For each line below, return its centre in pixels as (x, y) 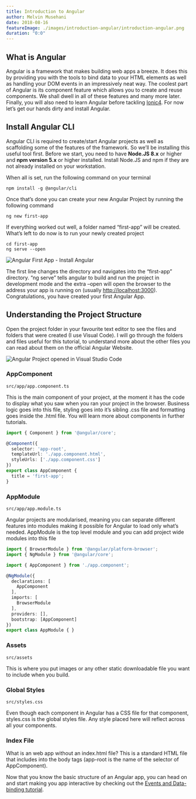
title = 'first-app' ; (38, 476)
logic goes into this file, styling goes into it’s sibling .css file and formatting (96, 409)
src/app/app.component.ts (37, 386)
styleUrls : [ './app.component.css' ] (56, 460)
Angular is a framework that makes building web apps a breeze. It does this (97, 71)
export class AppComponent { (42, 471)
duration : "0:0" (26, 33)
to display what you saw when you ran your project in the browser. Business (98, 403)
